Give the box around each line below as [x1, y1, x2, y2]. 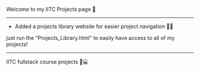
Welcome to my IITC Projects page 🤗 [6, 6, 96, 13]
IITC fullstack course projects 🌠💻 [6, 58, 89, 65]
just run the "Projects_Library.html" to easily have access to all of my [6, 35, 175, 41]
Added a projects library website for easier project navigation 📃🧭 [14, 23, 174, 30]
